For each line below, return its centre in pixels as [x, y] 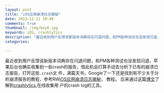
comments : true [21, 23]
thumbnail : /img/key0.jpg [31, 28]
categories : [17, 42]
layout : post [18, 10]
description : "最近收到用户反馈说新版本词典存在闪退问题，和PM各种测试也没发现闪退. [82, 37]
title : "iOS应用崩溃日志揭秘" [33, 14]
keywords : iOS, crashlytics [34, 32]
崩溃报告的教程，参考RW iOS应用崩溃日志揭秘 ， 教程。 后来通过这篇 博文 [82, 79]
